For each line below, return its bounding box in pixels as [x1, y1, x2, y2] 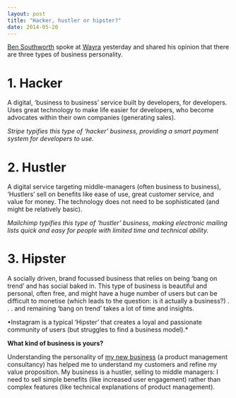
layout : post [7, 10, 46, 18]
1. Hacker [7, 75, 63, 91]
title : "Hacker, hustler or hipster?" [7, 17, 122, 24]
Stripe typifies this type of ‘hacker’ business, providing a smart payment [7, 127, 219, 135]
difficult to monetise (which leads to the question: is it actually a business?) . [7, 297, 230, 306]
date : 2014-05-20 [7, 23, 59, 30]
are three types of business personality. [7, 50, 124, 59]
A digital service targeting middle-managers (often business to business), [7, 183, 221, 191]
